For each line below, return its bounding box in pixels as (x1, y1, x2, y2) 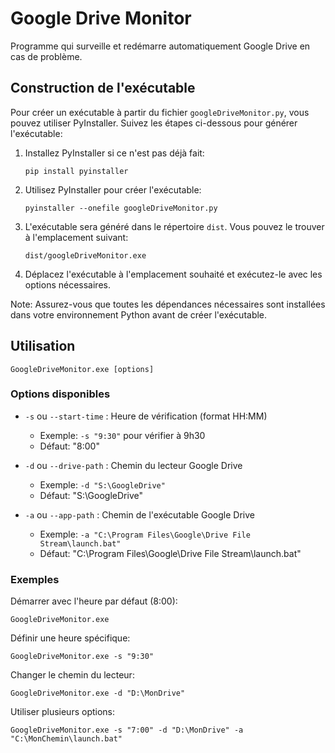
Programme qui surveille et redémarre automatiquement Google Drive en (10, 40, 311, 52)
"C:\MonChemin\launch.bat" (10, 734, 123, 744)
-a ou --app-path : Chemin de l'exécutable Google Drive (24, 508, 255, 521)
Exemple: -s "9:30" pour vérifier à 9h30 (39, 429, 206, 441)
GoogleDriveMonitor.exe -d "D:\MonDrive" (10, 688, 186, 699)
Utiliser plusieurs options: (10, 706, 116, 718)
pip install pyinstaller (24, 166, 129, 176)
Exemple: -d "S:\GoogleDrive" (39, 478, 166, 491)
